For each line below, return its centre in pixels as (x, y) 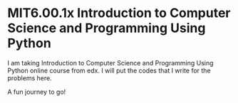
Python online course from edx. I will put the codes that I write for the (109, 70)
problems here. (30, 78)
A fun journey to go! (37, 92)
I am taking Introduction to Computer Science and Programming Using (110, 63)
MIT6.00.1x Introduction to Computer (119, 13)
